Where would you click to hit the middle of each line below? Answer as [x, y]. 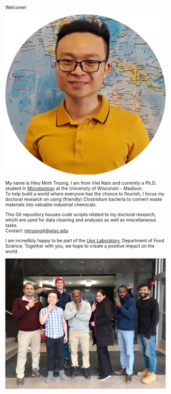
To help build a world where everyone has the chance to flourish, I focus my [85, 194]
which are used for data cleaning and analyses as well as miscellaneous [81, 220]
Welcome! [16, 7]
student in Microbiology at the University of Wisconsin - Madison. [74, 188]
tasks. [12, 225]
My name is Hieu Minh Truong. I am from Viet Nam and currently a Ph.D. [81, 183]
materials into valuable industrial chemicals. [51, 205]
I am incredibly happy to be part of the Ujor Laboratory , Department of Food [85, 241]
